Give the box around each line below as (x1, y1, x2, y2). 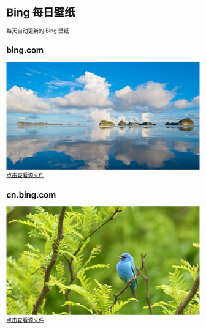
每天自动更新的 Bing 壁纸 (6, 27, 69, 34)
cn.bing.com (6, 190, 56, 200)
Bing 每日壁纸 (6, 6, 75, 20)
